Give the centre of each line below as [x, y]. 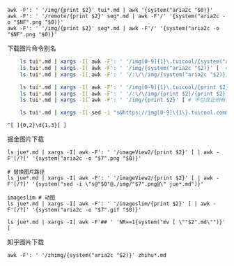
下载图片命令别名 [32, 48]
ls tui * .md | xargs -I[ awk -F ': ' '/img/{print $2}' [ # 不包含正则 [120, 100]
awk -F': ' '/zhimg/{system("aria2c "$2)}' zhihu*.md [87, 256]
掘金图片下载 [25, 139]
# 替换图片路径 [26, 172]
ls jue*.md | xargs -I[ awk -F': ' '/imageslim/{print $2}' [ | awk [109, 204]
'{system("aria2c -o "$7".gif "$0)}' [87, 210]
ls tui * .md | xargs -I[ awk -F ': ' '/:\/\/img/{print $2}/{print [117, 94]
